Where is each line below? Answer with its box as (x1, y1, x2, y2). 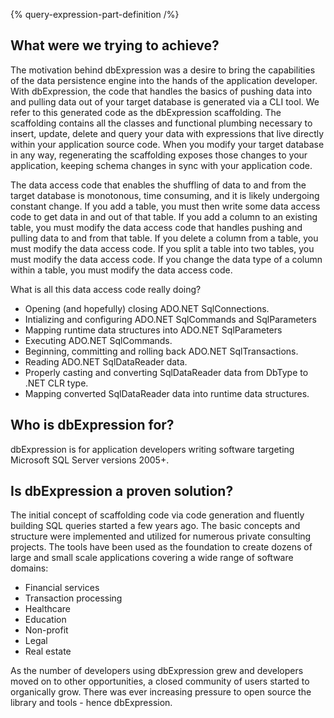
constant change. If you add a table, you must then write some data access (10, 200, 321, 212)
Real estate (24, 645, 72, 658)
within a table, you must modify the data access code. (10, 264, 233, 276)
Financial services (24, 582, 100, 594)
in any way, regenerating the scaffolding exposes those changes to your (10, 149, 308, 161)
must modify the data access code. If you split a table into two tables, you (10, 242, 315, 254)
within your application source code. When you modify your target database (10, 138, 325, 150)
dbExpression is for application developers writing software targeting (10, 443, 295, 455)
